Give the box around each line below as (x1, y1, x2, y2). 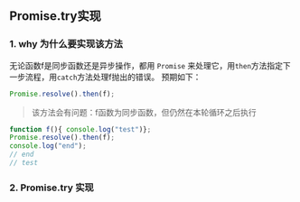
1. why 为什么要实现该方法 (9, 38, 124, 50)
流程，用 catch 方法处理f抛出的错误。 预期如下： (24, 71, 202, 82)
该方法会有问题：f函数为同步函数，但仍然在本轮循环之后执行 (31, 106, 257, 117)
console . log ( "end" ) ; (9, 142, 88, 151)
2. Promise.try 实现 (9, 181, 95, 194)
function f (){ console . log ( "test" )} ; (9, 124, 152, 133)
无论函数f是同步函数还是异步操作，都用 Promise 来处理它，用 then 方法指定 (9, 60, 283, 70)
